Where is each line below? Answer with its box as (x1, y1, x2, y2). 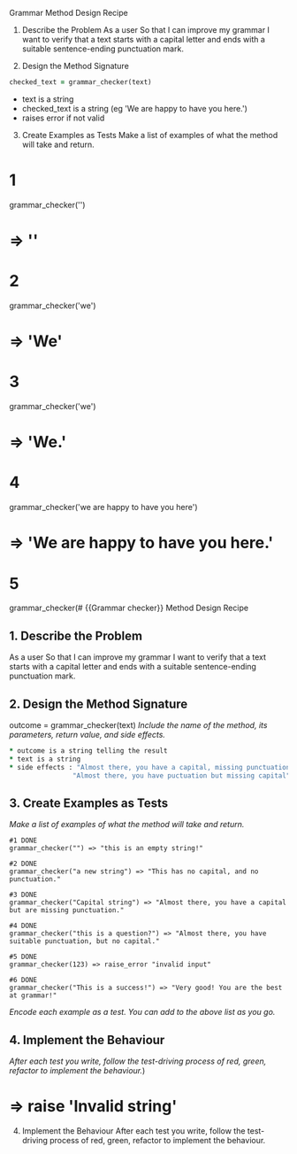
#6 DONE (9, 976, 38, 985)
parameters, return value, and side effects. (9, 729, 166, 740)
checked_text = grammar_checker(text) (9, 78, 152, 87)
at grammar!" (9, 991, 57, 1000)
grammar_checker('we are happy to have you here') (9, 502, 198, 513)
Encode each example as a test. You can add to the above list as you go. (9, 1007, 276, 1018)
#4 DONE (9, 921, 38, 931)
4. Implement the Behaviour (9, 1032, 165, 1048)
